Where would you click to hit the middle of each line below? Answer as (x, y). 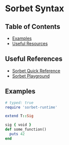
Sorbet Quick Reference (36, 71)
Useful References (34, 59)
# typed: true (19, 103)
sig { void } (18, 125)
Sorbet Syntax (35, 9)
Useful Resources (30, 44)
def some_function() (26, 130)
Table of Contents (33, 27)
